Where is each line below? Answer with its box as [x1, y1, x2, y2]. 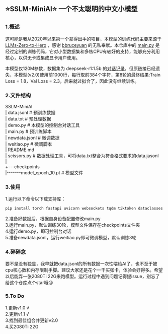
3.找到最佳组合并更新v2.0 [5, 317, 58, 323]
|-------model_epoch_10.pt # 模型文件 [5, 169, 83, 175]
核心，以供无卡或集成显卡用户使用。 [5, 54, 80, 60]
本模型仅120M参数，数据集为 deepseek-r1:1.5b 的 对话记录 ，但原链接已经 [5, 65, 156, 72]
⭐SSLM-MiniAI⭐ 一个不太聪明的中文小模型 [5, 5, 138, 14]
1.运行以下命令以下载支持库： [5, 196, 66, 202]
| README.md [5, 147, 34, 153]
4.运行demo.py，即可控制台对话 [5, 228, 72, 234]
